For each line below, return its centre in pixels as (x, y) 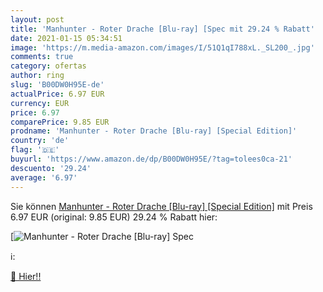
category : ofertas (48, 66)
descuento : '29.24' (51, 168)
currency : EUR (40, 103)
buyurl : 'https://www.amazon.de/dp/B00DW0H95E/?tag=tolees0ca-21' (151, 159)
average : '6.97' (44, 177)
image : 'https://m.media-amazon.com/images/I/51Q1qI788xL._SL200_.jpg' (162, 47)
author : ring (37, 76)
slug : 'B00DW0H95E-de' (57, 85)
